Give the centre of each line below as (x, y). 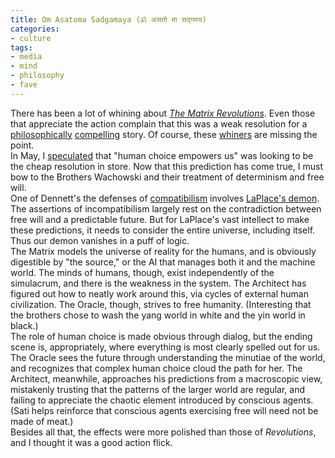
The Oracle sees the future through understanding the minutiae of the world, (168, 357)
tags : (21, 47)
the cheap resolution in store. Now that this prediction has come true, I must (167, 166)
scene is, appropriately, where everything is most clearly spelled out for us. (165, 347)
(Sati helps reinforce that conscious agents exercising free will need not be (164, 410)
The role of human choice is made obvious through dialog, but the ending (161, 336)
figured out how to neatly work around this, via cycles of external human (159, 293)
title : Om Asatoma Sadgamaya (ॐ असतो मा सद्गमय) (108, 19)
